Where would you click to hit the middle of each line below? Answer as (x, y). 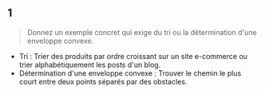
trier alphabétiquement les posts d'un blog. (90, 65)
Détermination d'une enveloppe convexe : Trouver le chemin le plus (130, 73)
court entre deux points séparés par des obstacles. (103, 81)
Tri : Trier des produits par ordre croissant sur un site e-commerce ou (133, 56)
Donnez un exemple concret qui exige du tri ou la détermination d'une (142, 32)
